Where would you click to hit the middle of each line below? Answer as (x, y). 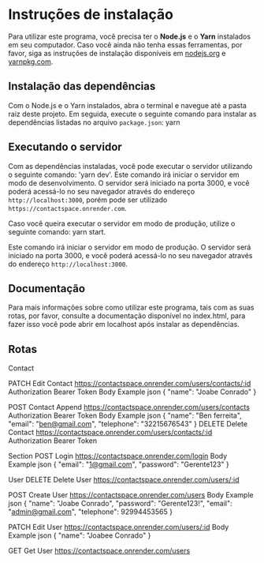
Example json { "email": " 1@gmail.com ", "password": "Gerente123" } (119, 464)
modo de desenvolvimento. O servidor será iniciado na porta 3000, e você (129, 182)
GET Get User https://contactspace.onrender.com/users (99, 551)
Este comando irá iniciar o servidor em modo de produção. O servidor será (130, 247)
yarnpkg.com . (31, 62)
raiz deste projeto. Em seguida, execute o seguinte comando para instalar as (132, 114)
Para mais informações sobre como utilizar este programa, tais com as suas (131, 308)
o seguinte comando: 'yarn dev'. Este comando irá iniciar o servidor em (124, 175)
